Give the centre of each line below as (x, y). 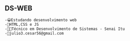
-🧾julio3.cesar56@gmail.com (34, 33)
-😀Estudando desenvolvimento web (41, 20)
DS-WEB (18, 8)
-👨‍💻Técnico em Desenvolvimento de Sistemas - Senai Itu (65, 29)
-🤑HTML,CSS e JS (22, 24)
